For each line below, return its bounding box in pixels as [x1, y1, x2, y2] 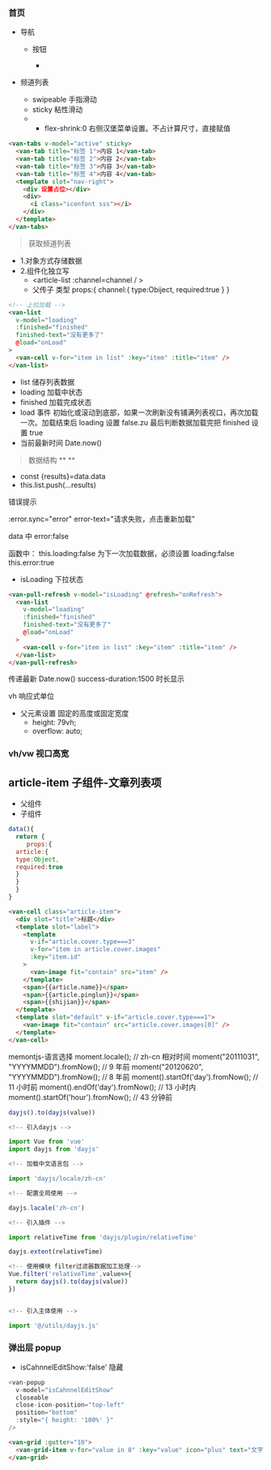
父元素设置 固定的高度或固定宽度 [19, 709, 129, 718]
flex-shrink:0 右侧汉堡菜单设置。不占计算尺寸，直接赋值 [44, 123, 231, 133]
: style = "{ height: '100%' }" [15, 1416, 114, 1425]
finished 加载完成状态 [19, 397, 92, 407]
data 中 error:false [8, 531, 69, 541]
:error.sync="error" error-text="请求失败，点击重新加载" [8, 514, 196, 524]
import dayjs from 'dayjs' [8, 1145, 100, 1153]
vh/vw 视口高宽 [8, 748, 70, 760]
